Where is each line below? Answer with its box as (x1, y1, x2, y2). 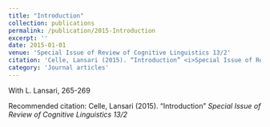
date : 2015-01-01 (8, 42, 66, 50)
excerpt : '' (8, 34, 48, 42)
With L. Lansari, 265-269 (8, 85, 91, 95)
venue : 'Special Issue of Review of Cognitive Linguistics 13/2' (8, 49, 231, 57)
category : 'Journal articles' (8, 64, 110, 72)
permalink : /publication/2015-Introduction (8, 26, 156, 34)
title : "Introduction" (8, 11, 84, 20)
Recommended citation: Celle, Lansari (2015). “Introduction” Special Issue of (8, 101, 261, 110)
